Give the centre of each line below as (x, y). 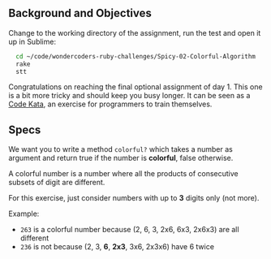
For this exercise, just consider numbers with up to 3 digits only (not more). (134, 198)
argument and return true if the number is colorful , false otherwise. (121, 158)
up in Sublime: (32, 41)
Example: (24, 214)
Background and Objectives (80, 13)
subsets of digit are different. (57, 183)
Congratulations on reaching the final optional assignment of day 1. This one (135, 87)
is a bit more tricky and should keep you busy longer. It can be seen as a (129, 96)
